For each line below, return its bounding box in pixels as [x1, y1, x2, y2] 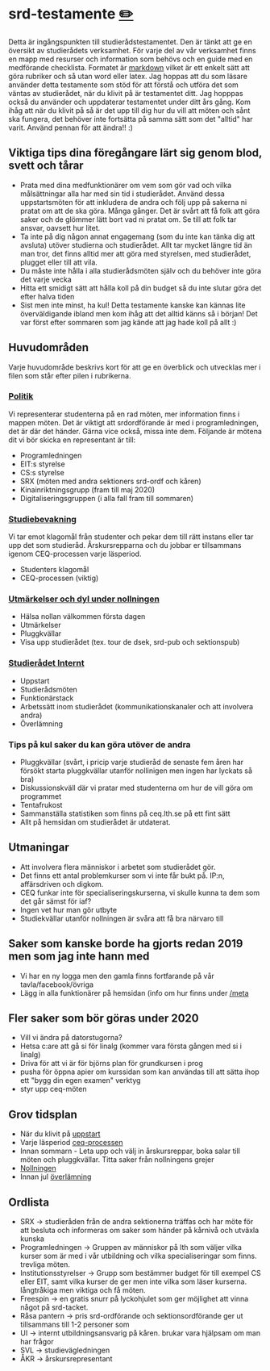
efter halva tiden [19, 291, 75, 301]
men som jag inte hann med [8, 950, 150, 963]
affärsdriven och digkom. [19, 879, 104, 888]
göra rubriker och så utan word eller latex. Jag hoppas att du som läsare [8, 71, 248, 81]
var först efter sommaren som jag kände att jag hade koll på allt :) [19, 317, 237, 327]
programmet [19, 792, 62, 801]
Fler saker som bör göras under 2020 [8, 1012, 199, 1026]
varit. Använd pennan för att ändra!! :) [8, 123, 133, 132]
